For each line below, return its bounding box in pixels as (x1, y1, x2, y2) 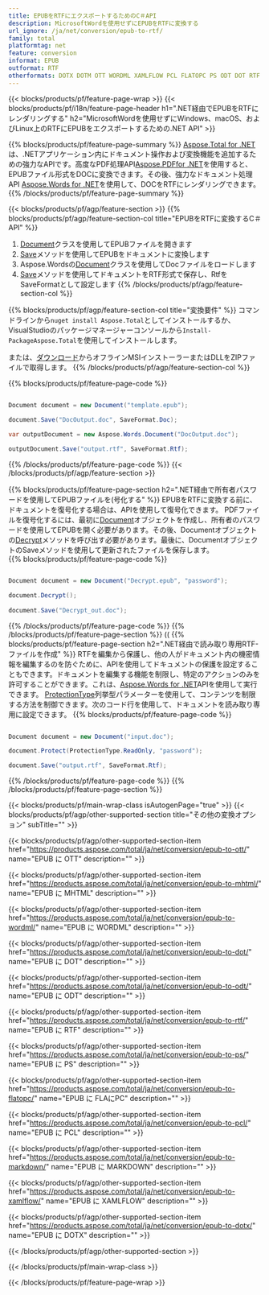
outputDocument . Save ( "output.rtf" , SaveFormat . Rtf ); (8, 445, 189, 453)
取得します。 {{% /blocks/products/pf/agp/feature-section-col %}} (29, 362, 251, 372)
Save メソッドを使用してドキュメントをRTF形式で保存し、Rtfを (19, 269, 228, 278)
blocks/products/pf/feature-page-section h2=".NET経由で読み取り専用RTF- (8, 639, 259, 649)
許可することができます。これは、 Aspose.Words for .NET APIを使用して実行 (8, 679, 258, 689)
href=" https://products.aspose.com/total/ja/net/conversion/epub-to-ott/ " (8, 844, 251, 854)
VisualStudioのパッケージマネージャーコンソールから (8, 325, 183, 335)
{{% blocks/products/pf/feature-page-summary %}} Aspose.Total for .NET (8, 139, 256, 149)
